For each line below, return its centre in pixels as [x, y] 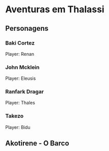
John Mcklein [22, 67]
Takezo [15, 116]
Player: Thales [20, 103]
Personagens [27, 28]
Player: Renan [20, 54]
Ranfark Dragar [25, 92]
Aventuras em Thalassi [55, 9]
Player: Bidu [18, 127]
